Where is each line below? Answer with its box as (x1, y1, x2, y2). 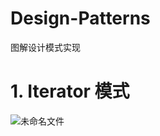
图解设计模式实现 (10, 41, 81, 53)
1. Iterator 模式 (10, 80, 130, 103)
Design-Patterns (10, 7, 151, 30)
